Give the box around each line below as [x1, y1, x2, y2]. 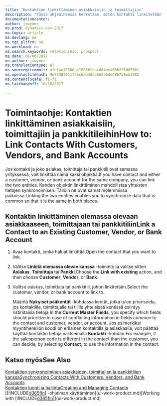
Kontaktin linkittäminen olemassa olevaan [5, 212, 138, 221]
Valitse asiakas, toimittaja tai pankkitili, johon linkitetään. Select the [12, 284, 148, 290]
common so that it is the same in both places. [5, 198, 99, 204]
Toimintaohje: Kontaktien [5, 107, 112, 119]
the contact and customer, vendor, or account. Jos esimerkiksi [12, 320, 141, 326]
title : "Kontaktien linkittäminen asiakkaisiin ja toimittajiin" [5, 7, 144, 12]
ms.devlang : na [5, 35, 37, 40]
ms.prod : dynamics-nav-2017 [5, 26, 64, 31]
